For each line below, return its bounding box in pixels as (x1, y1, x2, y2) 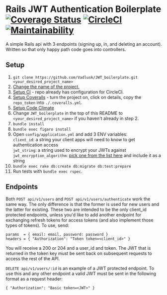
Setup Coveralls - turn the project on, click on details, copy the (12, 94, 142, 100)
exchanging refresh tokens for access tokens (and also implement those (5, 217, 154, 223)
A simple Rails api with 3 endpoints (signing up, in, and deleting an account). (5, 41, 162, 47)
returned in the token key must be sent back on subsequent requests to (5, 250, 152, 256)
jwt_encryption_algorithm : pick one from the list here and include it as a (12, 152, 161, 158)
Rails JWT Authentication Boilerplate (5, 3, 162, 15)
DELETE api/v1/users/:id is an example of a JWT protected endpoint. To (5, 265, 155, 271)
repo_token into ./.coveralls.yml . (12, 99, 83, 105)
